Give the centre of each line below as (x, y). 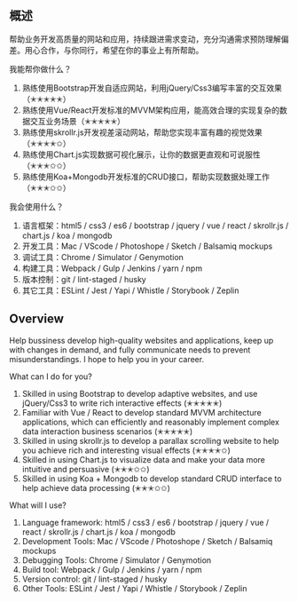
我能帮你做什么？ (40, 68)
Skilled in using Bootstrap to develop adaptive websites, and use (140, 393)
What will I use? (38, 505)
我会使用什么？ (36, 206)
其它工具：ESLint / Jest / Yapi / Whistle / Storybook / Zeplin (130, 290)
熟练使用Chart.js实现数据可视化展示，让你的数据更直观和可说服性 (141, 154)
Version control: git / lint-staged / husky (94, 579)
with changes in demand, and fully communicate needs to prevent (130, 350)
